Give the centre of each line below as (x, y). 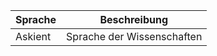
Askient (33, 36)
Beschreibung (133, 19)
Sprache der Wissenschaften (134, 36)
